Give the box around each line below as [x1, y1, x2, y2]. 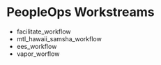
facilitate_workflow [16, 27, 71, 36]
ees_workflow [16, 42, 57, 50]
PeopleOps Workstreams [6, 4, 155, 20]
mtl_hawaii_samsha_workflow [16, 34, 102, 43]
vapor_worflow [16, 50, 60, 58]
